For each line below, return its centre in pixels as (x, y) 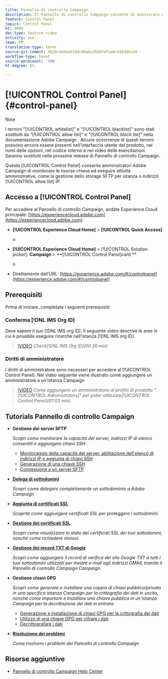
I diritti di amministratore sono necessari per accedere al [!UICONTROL (78, 370)
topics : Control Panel (29, 24)
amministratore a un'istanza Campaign (45, 380)
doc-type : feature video (31, 33)
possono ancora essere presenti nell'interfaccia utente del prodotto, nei (79, 145)
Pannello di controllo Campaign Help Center (58, 671)
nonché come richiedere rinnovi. (46, 538)
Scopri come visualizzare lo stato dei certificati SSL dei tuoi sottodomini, (87, 533)
